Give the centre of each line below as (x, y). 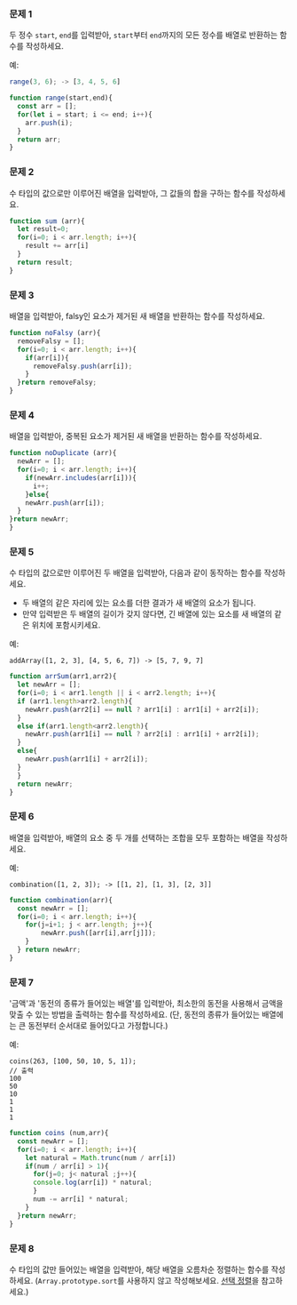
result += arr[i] (57, 246)
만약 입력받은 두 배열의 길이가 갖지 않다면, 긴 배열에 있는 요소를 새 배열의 (147, 614)
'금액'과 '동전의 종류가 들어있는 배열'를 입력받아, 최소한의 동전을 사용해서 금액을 (146, 1004)
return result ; (45, 262)
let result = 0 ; (43, 229)
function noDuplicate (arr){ (63, 453)
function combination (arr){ (61, 900)
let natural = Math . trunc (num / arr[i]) (101, 1157)
